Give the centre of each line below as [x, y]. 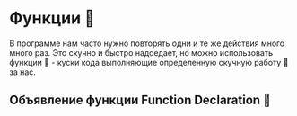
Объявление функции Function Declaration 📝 [140, 100]
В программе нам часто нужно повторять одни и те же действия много [147, 43]
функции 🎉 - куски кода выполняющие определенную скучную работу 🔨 [149, 62]
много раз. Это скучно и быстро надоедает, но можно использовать [141, 52]
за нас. [22, 72]
